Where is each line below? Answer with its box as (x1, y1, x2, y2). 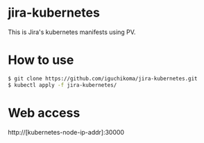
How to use (8, 52, 74, 68)
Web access (8, 105, 80, 121)
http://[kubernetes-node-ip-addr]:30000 (8, 128, 124, 136)
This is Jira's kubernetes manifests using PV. (8, 28, 136, 36)
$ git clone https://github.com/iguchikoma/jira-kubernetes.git (8, 75, 198, 82)
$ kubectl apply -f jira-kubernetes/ (8, 81, 117, 88)
